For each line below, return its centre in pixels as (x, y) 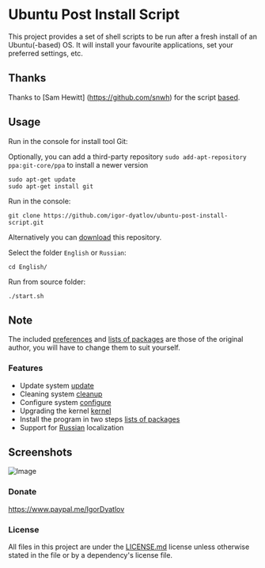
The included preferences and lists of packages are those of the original (126, 339)
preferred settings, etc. (45, 53)
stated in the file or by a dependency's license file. (90, 555)
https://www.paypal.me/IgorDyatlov (66, 509)
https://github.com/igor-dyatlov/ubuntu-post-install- (135, 215)
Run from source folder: (47, 282)
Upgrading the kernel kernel (65, 411)
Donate (23, 492)
